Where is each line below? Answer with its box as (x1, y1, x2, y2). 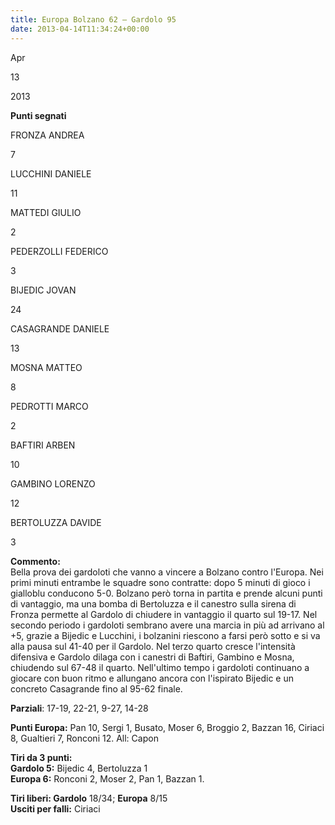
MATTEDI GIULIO (10, 206, 82, 218)
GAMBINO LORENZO (10, 477, 96, 490)
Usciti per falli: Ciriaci (10, 802, 101, 815)
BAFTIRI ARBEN (10, 439, 76, 451)
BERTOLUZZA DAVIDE (10, 516, 102, 528)
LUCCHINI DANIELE (10, 167, 92, 180)
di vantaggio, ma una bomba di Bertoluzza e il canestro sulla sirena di (10, 597, 297, 610)
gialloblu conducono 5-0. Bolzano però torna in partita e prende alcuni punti (10, 587, 323, 599)
